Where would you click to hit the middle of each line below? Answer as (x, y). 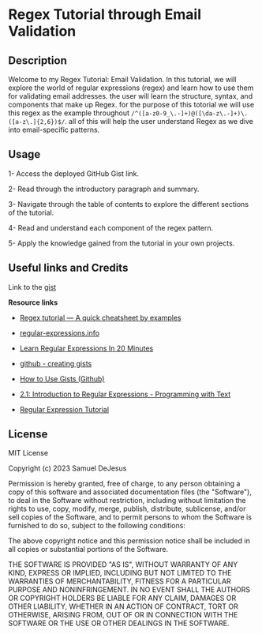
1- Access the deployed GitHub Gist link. (74, 173)
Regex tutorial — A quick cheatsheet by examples (100, 317)
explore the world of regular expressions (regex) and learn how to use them (131, 88)
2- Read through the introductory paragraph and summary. (104, 189)
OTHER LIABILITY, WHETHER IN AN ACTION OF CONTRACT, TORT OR (123, 606)
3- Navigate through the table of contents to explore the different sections (129, 204)
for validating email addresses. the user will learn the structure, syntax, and (131, 96)
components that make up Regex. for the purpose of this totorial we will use (131, 105)
